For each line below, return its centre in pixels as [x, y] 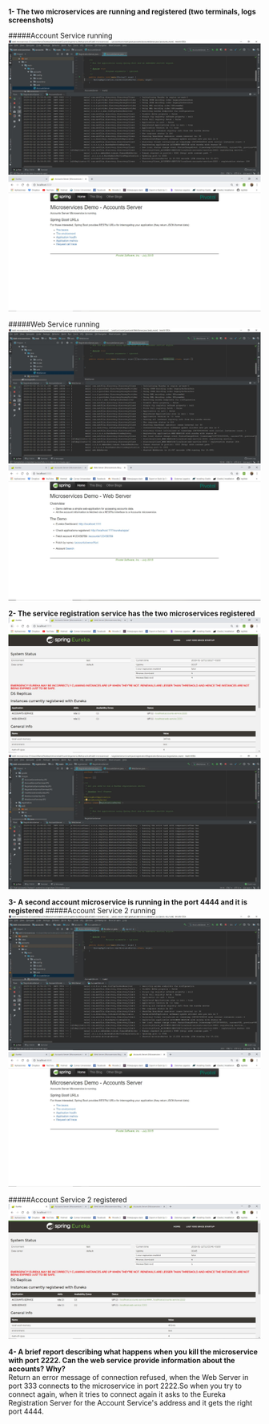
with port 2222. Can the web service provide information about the [122, 1361]
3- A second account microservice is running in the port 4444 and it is [128, 902]
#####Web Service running [54, 324]
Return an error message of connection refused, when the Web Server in [128, 1378]
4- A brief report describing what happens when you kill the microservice [133, 1352]
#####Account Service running [60, 36]
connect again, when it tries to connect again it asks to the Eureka [117, 1394]
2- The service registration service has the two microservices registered [132, 613]
